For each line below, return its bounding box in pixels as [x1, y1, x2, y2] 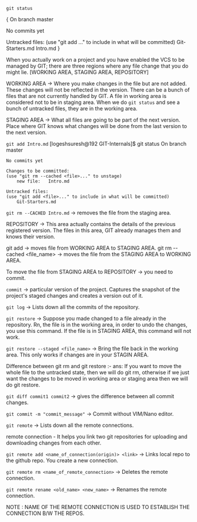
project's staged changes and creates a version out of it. [6, 292, 143, 299]
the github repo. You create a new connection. [6, 457, 119, 464]
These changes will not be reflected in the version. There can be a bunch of [6, 86, 190, 93]
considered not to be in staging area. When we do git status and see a [6, 99, 181, 106]
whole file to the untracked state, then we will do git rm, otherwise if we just [6, 369, 190, 376]
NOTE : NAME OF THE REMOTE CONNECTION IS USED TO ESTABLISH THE [6, 504, 190, 510]
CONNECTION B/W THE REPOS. [6, 510, 85, 517]
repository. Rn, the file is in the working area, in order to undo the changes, [6, 321, 188, 328]
